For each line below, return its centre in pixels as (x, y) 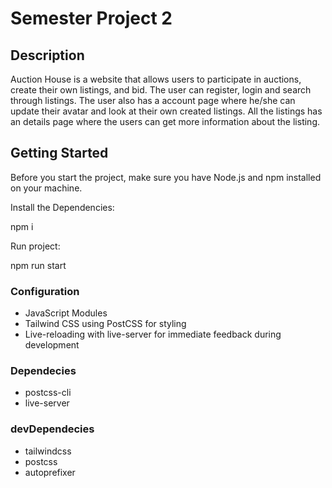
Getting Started (59, 153)
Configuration (45, 291)
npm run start (38, 265)
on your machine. (46, 188)
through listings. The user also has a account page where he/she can (153, 100)
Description (47, 55)
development (52, 345)
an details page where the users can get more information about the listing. (165, 121)
